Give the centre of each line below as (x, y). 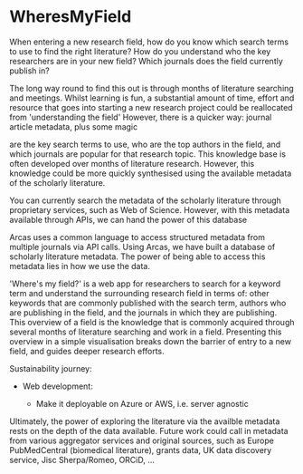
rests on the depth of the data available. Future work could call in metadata (149, 430)
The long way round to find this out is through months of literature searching (151, 88)
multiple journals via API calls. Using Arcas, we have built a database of (142, 247)
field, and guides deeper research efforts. (87, 351)
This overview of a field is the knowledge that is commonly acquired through (152, 322)
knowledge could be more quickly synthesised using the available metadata (151, 173)
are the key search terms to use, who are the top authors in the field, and (145, 144)
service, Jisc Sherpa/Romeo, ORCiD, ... (82, 459)
